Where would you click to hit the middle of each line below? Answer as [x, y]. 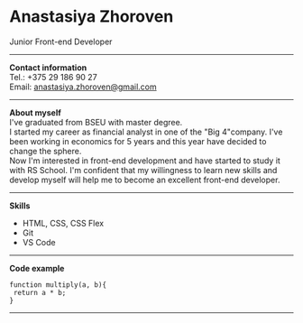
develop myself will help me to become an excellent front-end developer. [145, 180]
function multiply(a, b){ [58, 285]
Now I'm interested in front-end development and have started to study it [145, 161]
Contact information [48, 67]
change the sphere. [46, 151]
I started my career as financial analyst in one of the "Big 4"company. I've [146, 132]
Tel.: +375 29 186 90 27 [53, 77]
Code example [37, 268]
